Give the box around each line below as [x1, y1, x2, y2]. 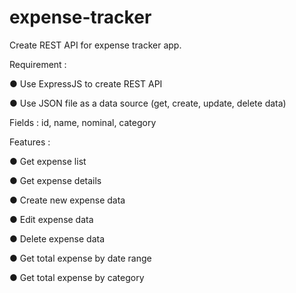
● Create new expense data [9, 194, 126, 206]
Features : [9, 136, 51, 148]
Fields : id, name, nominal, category [9, 116, 157, 128]
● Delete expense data [9, 232, 106, 245]
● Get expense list [9, 155, 87, 167]
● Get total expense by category [9, 271, 145, 283]
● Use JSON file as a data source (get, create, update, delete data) [9, 97, 287, 109]
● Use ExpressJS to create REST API [9, 77, 163, 90]
